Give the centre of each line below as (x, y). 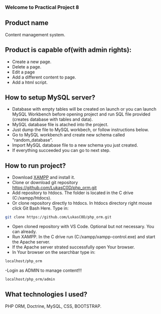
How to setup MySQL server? (50, 97)
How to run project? (36, 166)
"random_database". (32, 140)
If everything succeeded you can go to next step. (61, 150)
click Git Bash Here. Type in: (40, 208)
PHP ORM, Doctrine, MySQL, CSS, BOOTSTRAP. (53, 306)
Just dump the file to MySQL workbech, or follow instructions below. (80, 130)
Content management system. (35, 34)
